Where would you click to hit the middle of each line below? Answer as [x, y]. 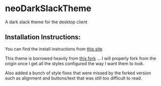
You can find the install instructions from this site [54, 49]
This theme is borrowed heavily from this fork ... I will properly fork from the [80, 58]
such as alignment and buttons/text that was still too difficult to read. [73, 78]
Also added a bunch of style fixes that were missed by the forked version [78, 73]
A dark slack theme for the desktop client [46, 22]
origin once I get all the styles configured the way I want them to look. [75, 63]
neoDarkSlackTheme [48, 9]
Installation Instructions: [43, 37]
